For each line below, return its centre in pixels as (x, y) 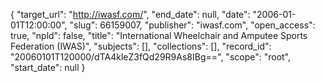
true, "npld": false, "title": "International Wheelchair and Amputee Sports (159, 35)
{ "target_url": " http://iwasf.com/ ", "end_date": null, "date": (130, 14)
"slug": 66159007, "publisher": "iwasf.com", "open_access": (192, 25)
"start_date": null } (48, 67)
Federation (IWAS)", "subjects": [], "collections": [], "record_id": (141, 46)
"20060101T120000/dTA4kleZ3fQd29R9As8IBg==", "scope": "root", (151, 57)
